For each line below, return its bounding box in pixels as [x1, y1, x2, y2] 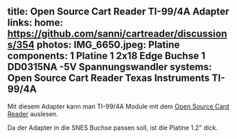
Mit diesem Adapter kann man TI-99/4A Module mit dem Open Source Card [7, 102, 230, 111]
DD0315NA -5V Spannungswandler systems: [7, 61, 212, 73]
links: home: [7, 17, 64, 29]
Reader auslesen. [7, 109, 58, 118]
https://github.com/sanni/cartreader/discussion [7, 28, 228, 40]
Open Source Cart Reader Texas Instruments [7, 72, 210, 84]
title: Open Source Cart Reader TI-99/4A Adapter [7, 6, 230, 18]
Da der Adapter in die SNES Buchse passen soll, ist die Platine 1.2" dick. [7, 123, 218, 132]
